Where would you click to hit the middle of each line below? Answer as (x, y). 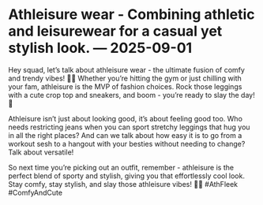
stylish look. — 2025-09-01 (100, 48)
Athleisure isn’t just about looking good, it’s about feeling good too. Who (126, 118)
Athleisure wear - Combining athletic (131, 15)
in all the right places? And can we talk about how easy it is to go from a (125, 135)
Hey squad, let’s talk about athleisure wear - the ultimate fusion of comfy (126, 69)
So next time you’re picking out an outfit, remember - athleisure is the (121, 167)
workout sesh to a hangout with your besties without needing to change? (127, 143)
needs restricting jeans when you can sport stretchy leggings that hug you (129, 127)
